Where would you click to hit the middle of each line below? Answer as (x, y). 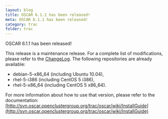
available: (15, 64)
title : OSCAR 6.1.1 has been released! (48, 15)
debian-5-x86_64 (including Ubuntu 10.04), (58, 74)
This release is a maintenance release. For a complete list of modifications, (84, 54)
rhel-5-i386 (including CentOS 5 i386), (54, 80)
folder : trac (19, 29)
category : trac (22, 24)
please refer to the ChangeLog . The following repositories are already (79, 59)
